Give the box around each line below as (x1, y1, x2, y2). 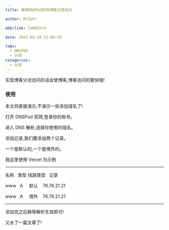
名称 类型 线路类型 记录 (5, 172, 58, 178)
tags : (5, 44, 17, 49)
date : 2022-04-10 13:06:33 (5, 35, 62, 40)
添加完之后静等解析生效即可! (5, 208, 64, 214)
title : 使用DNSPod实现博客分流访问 (5, 7, 72, 13)
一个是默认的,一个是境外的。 (5, 145, 64, 151)
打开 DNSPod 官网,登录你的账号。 (5, 114, 75, 120)
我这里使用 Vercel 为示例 (5, 157, 56, 163)
